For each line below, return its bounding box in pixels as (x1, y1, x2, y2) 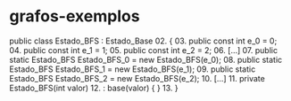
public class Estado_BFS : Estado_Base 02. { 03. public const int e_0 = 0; (9, 35, 278, 46)
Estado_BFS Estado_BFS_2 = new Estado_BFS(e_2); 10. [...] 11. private (9, 73, 265, 83)
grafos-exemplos (9, 6, 140, 27)
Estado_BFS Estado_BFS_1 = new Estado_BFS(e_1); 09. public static (9, 64, 256, 74)
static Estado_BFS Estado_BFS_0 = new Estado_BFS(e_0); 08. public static (9, 54, 283, 65)
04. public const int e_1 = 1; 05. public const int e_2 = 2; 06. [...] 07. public (9, 44, 279, 55)
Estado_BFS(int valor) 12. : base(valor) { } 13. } (9, 82, 179, 93)
